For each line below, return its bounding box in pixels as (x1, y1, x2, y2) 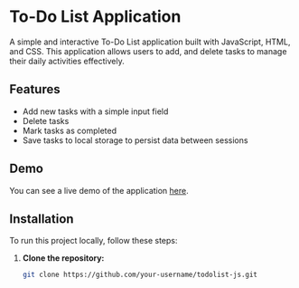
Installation (9, 211, 74, 226)
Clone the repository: (22, 253, 105, 264)
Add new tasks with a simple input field (22, 106, 169, 117)
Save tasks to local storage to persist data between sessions (22, 134, 248, 146)
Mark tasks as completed (22, 125, 117, 136)
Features (9, 82, 61, 97)
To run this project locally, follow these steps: (9, 235, 178, 246)
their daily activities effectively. (9, 55, 125, 66)
